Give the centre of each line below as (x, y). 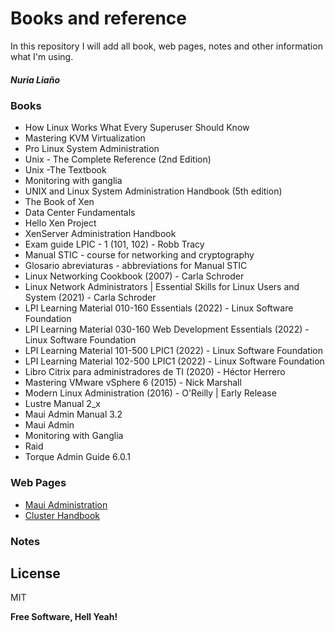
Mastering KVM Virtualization (85, 138)
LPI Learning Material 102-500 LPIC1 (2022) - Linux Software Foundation (174, 361)
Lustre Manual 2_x (62, 404)
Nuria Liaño (35, 79)
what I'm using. (42, 56)
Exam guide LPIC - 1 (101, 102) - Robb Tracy (114, 244)
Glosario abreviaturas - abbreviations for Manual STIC (136, 266)
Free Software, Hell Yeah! (64, 617)
